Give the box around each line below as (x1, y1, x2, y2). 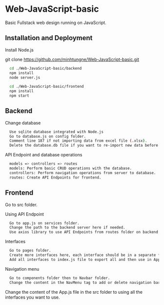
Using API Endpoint (5, 211, 44, 217)
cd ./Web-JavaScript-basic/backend (9, 66, 82, 71)
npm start (9, 93, 29, 98)
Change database (5, 120, 41, 126)
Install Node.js (5, 47, 34, 52)
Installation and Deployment (5, 34, 93, 42)
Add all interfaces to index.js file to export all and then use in (9, 257, 152, 262)
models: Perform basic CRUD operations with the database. (9, 166, 132, 171)
